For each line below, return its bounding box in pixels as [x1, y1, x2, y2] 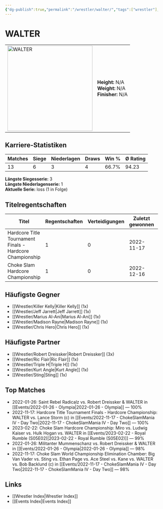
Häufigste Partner [5, 338, 61, 347]
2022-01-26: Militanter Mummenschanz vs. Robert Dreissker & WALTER [12, 440, 156, 446]
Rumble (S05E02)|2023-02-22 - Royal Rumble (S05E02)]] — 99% [12, 435, 145, 441]
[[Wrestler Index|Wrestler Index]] [12, 493, 78, 499]
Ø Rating [125, 156, 146, 162]
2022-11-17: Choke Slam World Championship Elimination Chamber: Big [12, 450, 155, 456]
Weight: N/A [97, 85, 126, 92]
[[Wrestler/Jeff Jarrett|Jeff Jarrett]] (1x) [12, 309, 91, 314]
